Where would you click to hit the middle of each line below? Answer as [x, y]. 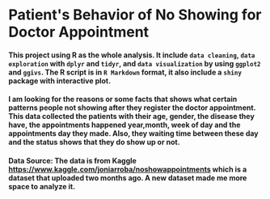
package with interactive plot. [60, 80]
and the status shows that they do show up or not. [94, 142]
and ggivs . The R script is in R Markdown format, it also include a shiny [125, 72]
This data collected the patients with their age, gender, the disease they [131, 116]
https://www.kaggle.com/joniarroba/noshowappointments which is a [128, 169]
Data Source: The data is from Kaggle [73, 160]
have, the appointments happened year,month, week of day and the [124, 125]
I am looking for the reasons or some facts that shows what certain [123, 99]
